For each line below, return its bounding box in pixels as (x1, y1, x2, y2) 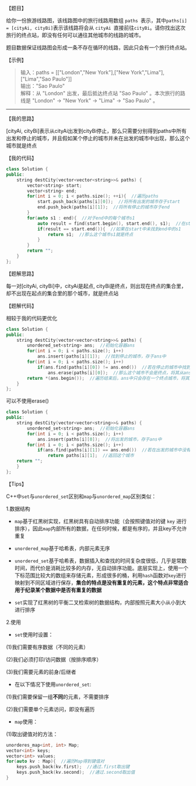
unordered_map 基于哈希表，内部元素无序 (14, 544, 110, 551)
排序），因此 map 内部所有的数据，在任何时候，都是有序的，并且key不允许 (14, 525, 187, 532)
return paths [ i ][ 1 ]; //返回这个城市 (47, 452, 134, 459)
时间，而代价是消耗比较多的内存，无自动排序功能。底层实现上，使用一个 (14, 564, 188, 571)
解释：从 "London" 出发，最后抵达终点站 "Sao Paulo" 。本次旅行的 (20, 90, 181, 97)
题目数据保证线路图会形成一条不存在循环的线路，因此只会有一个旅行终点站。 (6, 44, 190, 51)
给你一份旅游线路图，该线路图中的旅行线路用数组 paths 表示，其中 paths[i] (6, 17, 188, 24)
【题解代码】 (6, 302, 37, 309)
